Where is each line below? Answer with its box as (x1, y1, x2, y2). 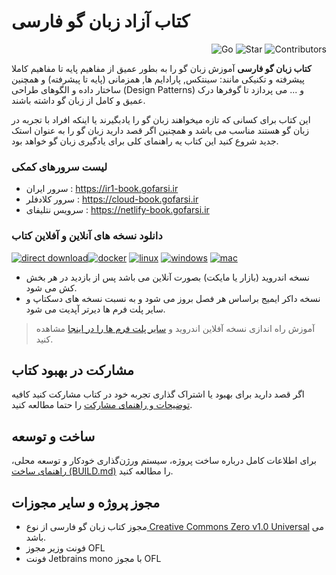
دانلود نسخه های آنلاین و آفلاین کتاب (11, 229, 163, 243)
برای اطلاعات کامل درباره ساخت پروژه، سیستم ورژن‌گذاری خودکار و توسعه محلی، (11, 455, 317, 467)
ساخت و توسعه (11, 428, 96, 445)
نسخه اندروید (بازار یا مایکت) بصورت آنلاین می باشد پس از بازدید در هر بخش (25, 271, 310, 283)
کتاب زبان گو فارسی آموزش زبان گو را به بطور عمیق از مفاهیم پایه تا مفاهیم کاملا (11, 62, 312, 74)
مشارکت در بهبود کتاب (11, 361, 135, 379)
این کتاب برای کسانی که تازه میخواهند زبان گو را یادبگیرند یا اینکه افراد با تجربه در (11, 113, 311, 125)
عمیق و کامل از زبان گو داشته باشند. (11, 94, 146, 106)
